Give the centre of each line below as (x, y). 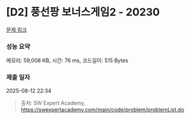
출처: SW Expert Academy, (53, 103)
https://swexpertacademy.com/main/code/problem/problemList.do (102, 110)
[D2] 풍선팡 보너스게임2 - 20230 (83, 12)
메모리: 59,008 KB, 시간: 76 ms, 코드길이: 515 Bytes (67, 60)
